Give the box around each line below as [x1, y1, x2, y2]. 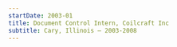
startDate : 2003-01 [8, 11, 73, 20]
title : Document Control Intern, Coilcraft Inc [8, 19, 170, 27]
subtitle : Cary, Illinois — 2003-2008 [8, 26, 137, 34]
